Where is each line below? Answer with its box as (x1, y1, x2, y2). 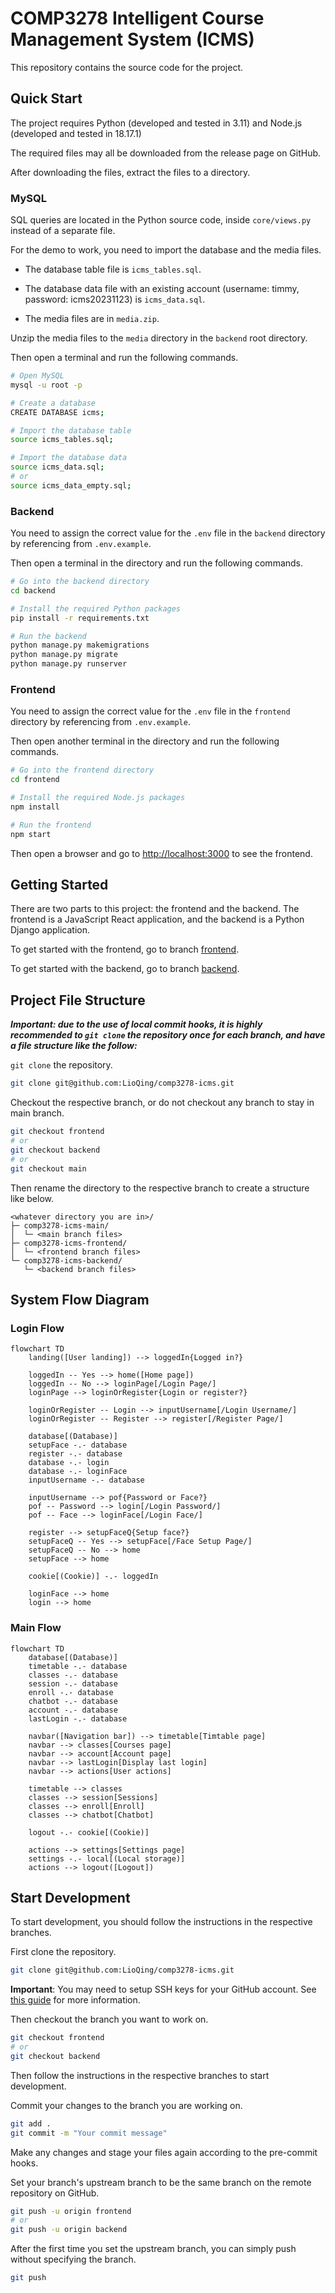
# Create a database (10, 398, 97, 408)
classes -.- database (28, 1670, 118, 1680)
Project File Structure (10, 992, 146, 1009)
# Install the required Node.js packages (10, 793, 186, 803)
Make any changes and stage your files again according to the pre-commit (10, 2146, 318, 2158)
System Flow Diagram (10, 1291, 150, 1308)
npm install (10, 802, 60, 812)
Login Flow (10, 1321, 65, 1335)
